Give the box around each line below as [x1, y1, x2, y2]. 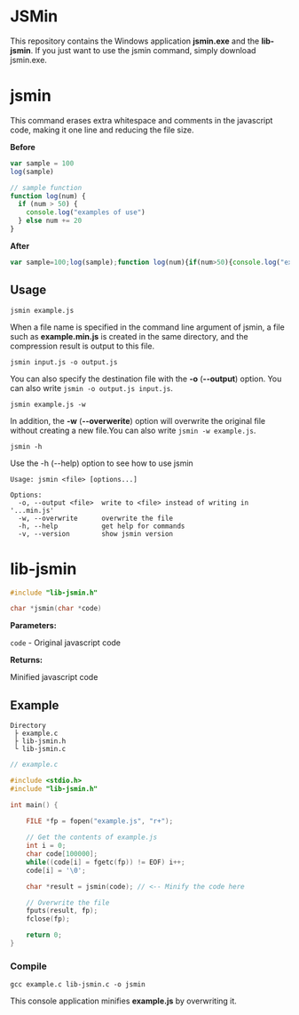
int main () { [10, 800, 59, 810]
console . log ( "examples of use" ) [26, 208, 146, 217]
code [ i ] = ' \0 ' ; [26, 866, 87, 875]
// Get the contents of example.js [26, 833, 158, 842]
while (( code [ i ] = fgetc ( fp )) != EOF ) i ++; [26, 858, 185, 867]
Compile [10, 960, 47, 972]
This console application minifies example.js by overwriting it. [10, 995, 238, 1006]
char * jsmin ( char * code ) [10, 604, 102, 613]
